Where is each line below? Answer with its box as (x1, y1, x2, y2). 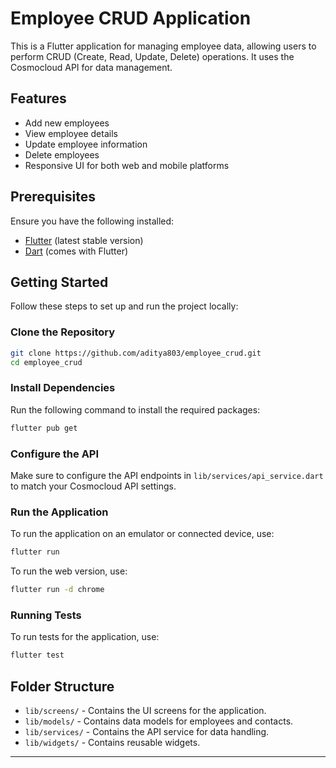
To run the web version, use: (10, 565, 128, 577)
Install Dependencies (10, 381, 116, 395)
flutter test (10, 650, 65, 661)
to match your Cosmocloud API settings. (10, 480, 177, 492)
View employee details (24, 127, 118, 139)
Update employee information (24, 138, 148, 150)
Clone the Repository (10, 325, 116, 339)
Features (10, 90, 67, 107)
